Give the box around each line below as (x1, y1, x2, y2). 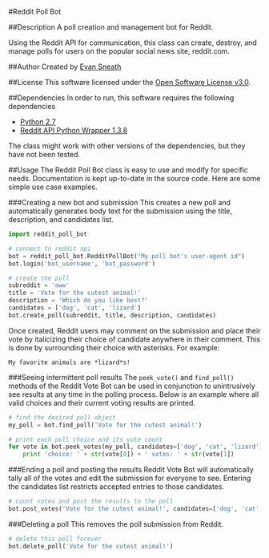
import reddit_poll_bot (8, 230, 88, 238)
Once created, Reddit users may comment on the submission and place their (8, 325, 261, 335)
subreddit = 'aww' (8, 281, 70, 289)
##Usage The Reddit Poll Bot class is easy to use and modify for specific (8, 165, 248, 175)
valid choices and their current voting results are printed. (8, 398, 196, 407)
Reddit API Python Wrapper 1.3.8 (19, 126, 128, 135)
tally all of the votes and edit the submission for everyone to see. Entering (8, 473, 251, 483)
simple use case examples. (8, 182, 98, 192)
